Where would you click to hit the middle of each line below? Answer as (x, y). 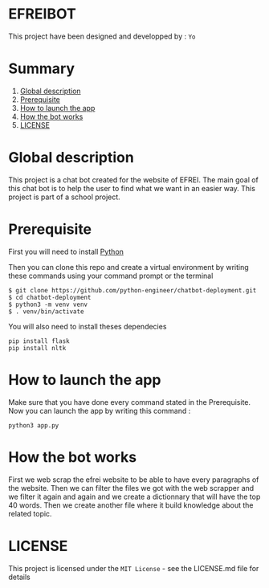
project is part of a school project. (64, 197)
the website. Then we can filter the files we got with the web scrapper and (131, 488)
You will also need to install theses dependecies (88, 326)
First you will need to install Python (66, 251)
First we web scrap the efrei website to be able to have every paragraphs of (134, 480)
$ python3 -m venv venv (48, 304)
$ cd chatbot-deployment (50, 297)
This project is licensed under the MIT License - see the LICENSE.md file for (134, 568)
